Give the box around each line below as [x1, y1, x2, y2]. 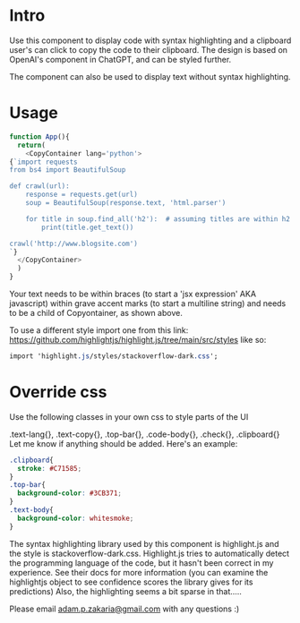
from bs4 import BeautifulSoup [9, 166, 126, 175]
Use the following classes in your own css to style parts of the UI [9, 411, 249, 422]
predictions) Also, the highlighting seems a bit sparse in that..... [9, 585, 242, 596]
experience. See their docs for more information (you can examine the [9, 567, 269, 577]
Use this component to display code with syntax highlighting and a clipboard [9, 35, 292, 46]
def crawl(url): [9, 182, 70, 191]
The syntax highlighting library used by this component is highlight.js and [9, 538, 279, 549]
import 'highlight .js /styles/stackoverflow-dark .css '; [9, 352, 219, 361]
